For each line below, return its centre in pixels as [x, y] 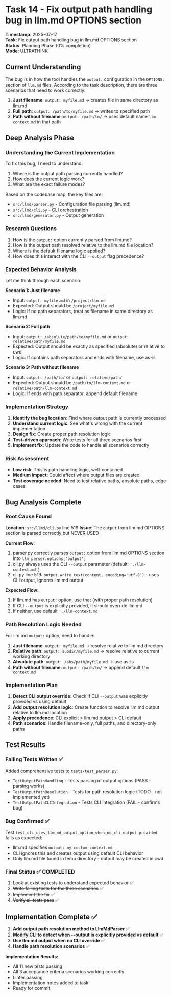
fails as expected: [24, 837]
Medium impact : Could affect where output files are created [76, 475]
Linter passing [28, 977]
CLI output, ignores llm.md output [48, 580]
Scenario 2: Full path [28, 327]
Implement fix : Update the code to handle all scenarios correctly [81, 445]
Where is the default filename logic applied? [59, 251]
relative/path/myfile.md [39, 342]
